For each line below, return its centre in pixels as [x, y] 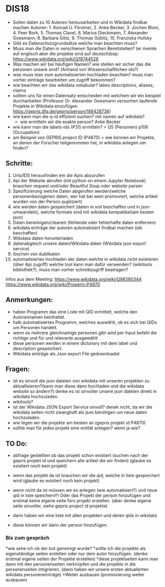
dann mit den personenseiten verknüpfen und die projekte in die [71, 564]
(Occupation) [26, 132]
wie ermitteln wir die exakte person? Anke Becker [70, 122]
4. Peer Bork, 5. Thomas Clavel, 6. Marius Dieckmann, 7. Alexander [80, 33]
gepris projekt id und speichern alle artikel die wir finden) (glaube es [82, 461]
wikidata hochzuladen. [35, 397]
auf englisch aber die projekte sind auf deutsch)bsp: [66, 53]
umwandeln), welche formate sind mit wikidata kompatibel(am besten [83, 212]
